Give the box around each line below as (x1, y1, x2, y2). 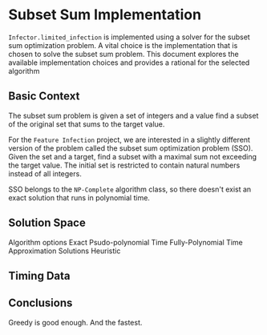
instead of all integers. (8, 168, 82, 178)
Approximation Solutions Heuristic (8, 246, 121, 256)
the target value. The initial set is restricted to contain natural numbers (8, 160, 241, 170)
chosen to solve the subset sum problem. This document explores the (8, 49, 239, 59)
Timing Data (8, 268, 71, 282)
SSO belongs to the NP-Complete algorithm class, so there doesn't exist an (8, 184, 252, 194)
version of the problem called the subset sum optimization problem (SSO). (8, 143, 253, 153)
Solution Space (8, 216, 86, 230)
